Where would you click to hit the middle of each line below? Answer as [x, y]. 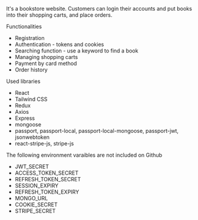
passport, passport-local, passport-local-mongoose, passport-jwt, [97, 131]
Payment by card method [46, 63]
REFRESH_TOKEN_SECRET [48, 179]
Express [25, 118]
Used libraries [23, 81]
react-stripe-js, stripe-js [44, 143]
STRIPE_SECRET [35, 211]
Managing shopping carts [46, 57]
